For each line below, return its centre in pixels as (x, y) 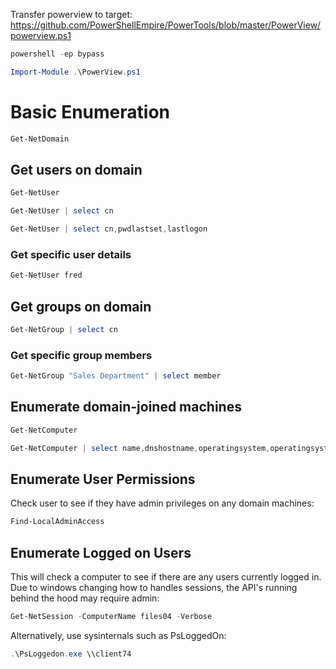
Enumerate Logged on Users (101, 552)
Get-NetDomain (40, 139)
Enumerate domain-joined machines (126, 407)
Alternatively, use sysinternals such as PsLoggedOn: (118, 635)
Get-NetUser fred (46, 275)
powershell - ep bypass (57, 54)
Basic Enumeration (90, 111)
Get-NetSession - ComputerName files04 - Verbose (111, 617)
